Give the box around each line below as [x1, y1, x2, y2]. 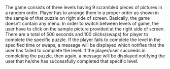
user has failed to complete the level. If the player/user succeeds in [5, 48, 146, 53]
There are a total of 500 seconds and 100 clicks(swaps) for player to [5, 31, 149, 37]
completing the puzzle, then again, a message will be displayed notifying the [5, 53, 165, 59]
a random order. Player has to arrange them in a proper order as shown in [5, 10, 159, 16]
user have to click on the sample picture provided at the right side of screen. [5, 26, 165, 32]
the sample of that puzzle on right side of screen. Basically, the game [5, 15, 150, 21]
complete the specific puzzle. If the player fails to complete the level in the [5, 37, 161, 43]
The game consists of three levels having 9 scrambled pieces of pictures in [5, 5, 162, 10]
